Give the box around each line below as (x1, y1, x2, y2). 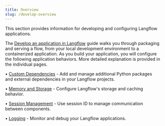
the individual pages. (5, 61, 48, 67)
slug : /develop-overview (5, 12, 56, 17)
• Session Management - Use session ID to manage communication (5, 100, 143, 106)
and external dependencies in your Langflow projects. (5, 76, 115, 82)
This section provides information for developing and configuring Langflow (5, 25, 158, 31)
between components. (5, 106, 51, 112)
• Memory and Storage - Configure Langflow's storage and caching (5, 85, 143, 91)
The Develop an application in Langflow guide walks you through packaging (5, 40, 160, 46)
